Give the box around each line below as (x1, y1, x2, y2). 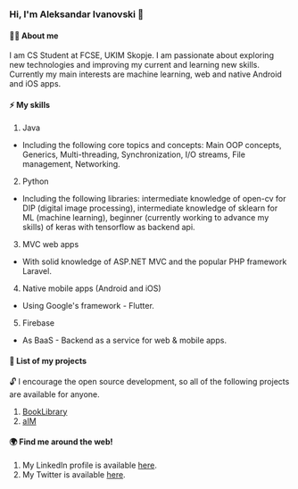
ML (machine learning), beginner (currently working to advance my (21, 212, 269, 223)
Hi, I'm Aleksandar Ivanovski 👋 (9, 8, 145, 21)
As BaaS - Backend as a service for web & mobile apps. (21, 335, 228, 346)
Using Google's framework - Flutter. (21, 301, 154, 311)
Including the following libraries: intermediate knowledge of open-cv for (21, 194, 286, 204)
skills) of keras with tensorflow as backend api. (21, 222, 195, 233)
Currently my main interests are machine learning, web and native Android (9, 69, 283, 79)
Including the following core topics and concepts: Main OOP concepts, (21, 140, 283, 151)
